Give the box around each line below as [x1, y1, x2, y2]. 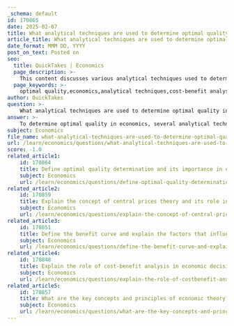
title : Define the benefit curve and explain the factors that [19, 231, 208, 238]
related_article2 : [7, 185, 61, 192]
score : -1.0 [7, 146, 42, 153]
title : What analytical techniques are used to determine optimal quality [7, 29, 229, 37]
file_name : [7, 133, 39, 140]
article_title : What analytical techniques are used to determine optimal [7, 36, 229, 43]
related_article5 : [7, 282, 61, 289]
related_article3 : [7, 217, 61, 224]
